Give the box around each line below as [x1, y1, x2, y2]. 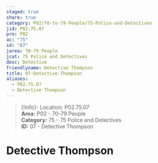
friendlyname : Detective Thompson [6, 64, 93, 71]
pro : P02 [6, 31, 28, 37]
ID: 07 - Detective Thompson [21, 123, 93, 130]
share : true [6, 14, 36, 20]
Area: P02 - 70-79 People [21, 109, 86, 117]
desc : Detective [6, 59, 47, 65]
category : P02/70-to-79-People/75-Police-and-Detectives [6, 20, 153, 26]
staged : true [6, 8, 39, 15]
